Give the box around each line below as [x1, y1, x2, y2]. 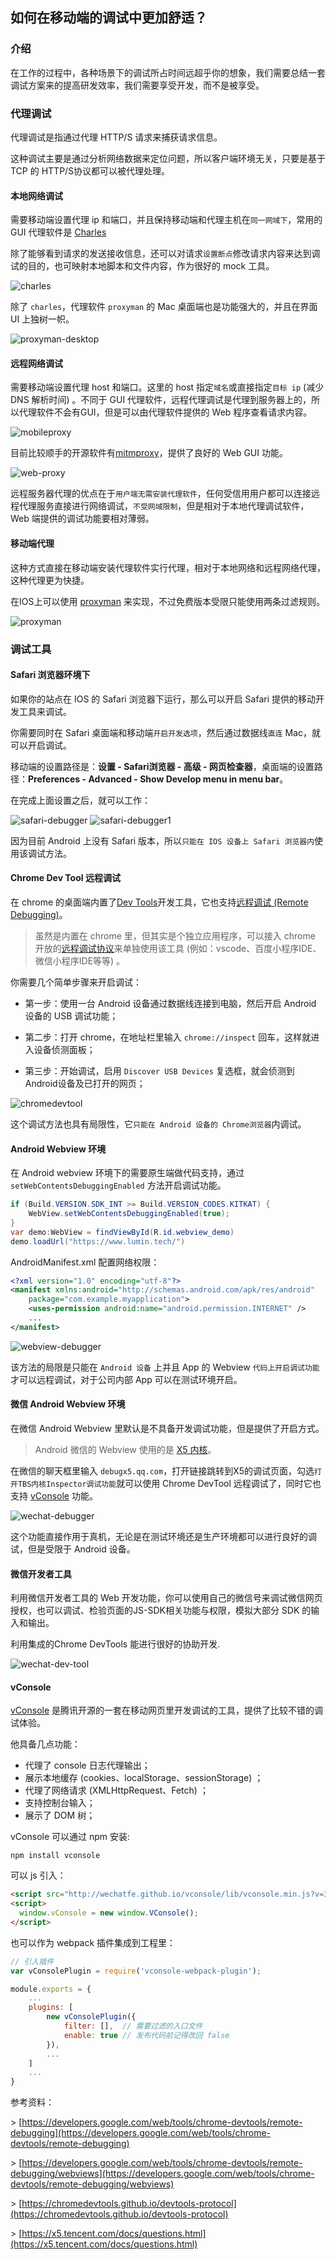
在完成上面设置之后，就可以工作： [10, 794, 151, 806]
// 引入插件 [10, 1956, 55, 1967]
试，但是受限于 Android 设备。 [10, 1543, 136, 1555]
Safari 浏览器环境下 [10, 669, 91, 681]
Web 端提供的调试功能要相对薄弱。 [10, 513, 155, 525]
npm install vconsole [10, 1851, 101, 1861]
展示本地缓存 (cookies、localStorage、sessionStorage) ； [24, 1772, 264, 1784]
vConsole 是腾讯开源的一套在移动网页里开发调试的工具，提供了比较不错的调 [10, 1704, 324, 1717]
